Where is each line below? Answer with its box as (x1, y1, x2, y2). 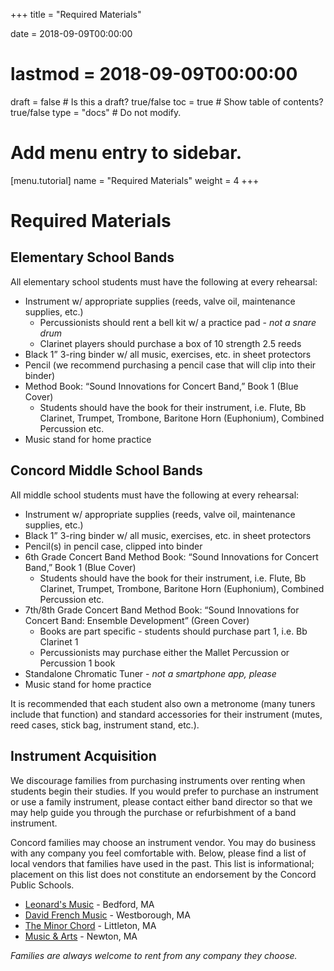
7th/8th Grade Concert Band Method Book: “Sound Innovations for (24, 604, 300, 616)
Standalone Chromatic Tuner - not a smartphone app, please (24, 667, 277, 679)
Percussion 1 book (39, 657, 116, 669)
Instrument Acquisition (10, 748, 157, 765)
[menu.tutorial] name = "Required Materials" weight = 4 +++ (10, 174, 260, 186)
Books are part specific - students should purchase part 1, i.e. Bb (39, 625, 308, 637)
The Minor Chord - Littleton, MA (24, 919, 157, 931)
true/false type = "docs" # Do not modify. (10, 106, 182, 118)
